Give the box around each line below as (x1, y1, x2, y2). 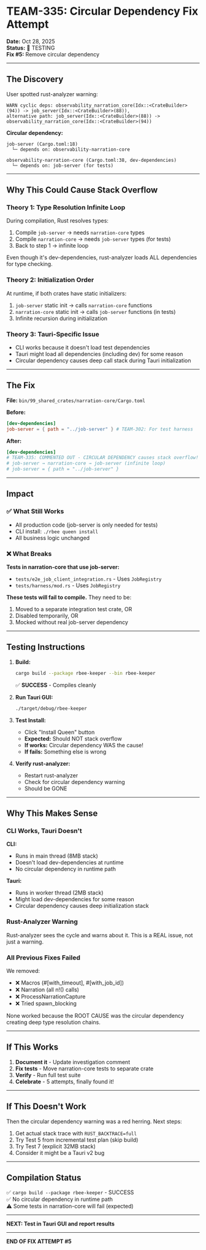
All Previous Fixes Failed (6, 953, 81, 962)
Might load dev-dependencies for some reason (15, 896, 135, 903)
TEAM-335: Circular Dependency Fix (6, 4, 199, 18)
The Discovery (6, 74, 64, 85)
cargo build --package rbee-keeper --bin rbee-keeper (15, 670, 156, 676)
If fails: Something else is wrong (24, 748, 107, 755)
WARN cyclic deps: (6, 102, 53, 109)
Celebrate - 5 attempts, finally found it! (15, 1078, 115, 1085)
